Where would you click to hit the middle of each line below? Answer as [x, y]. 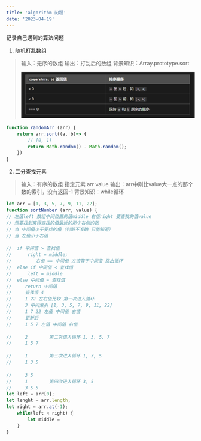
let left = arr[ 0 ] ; [31, 394]
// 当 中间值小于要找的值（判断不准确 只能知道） [60, 229]
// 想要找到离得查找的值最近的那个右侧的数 [53, 223]
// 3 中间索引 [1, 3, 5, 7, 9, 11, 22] [59, 306]
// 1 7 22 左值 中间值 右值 [43, 312]
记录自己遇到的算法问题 [35, 38]
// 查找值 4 [25, 293]
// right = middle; [37, 255]
